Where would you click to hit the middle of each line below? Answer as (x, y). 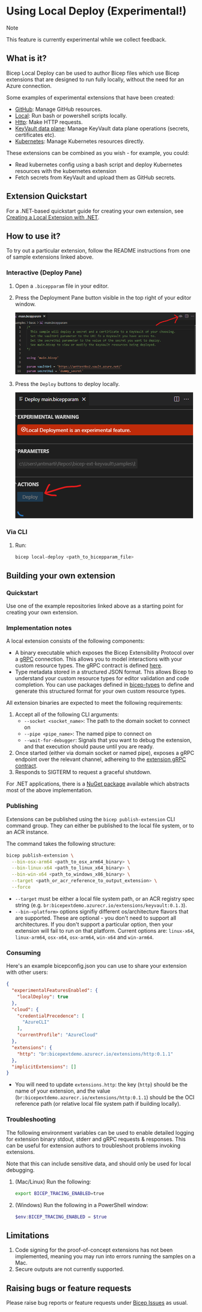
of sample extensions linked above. (50, 257)
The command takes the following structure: (61, 844)
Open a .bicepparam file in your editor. (62, 286)
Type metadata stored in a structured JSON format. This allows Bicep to (104, 672)
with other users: (27, 973)
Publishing (22, 806)
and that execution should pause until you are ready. (89, 746)
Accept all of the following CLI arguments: (67, 714)
